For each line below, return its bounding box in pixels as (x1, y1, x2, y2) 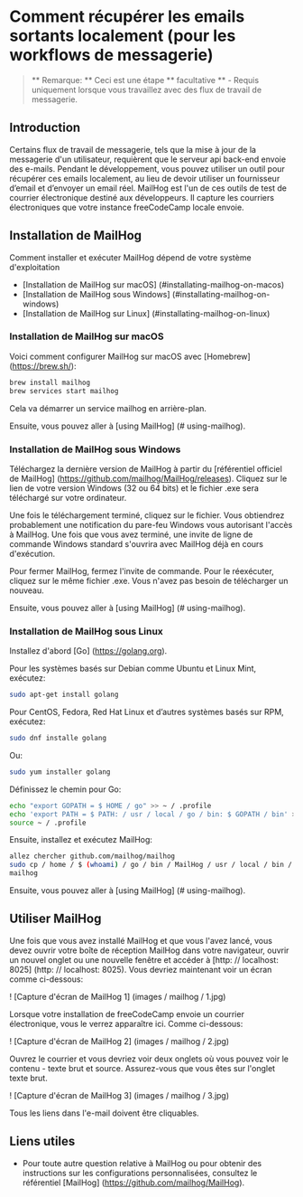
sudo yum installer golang (9, 767, 111, 777)
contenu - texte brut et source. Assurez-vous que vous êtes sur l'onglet (9, 1062, 276, 1073)
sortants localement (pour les (9, 25, 236, 46)
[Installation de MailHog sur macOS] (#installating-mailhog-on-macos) (22, 278, 285, 290)
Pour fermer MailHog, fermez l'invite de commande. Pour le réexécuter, (9, 565, 275, 576)
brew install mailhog (9, 378, 91, 387)
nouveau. (9, 585, 45, 596)
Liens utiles (9, 1134, 76, 1149)
